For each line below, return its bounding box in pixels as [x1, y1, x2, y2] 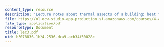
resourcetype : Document [5, 25, 54, 30]
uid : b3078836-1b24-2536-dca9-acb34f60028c [5, 35, 95, 40]
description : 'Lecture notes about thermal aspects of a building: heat [5, 12, 156, 17]
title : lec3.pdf [5, 30, 38, 35]
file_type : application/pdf [5, 21, 62, 26]
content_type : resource [5, 7, 54, 12]
